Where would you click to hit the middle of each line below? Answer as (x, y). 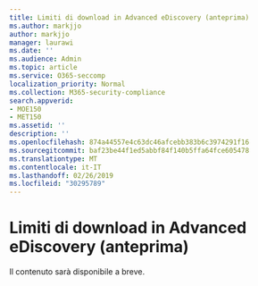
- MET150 (25, 117)
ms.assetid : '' (37, 126)
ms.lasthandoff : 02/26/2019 (62, 175)
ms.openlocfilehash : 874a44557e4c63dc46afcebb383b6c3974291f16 (129, 142)
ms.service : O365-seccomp (57, 76)
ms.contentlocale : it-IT (55, 167)
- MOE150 (25, 109)
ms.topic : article (43, 68)
